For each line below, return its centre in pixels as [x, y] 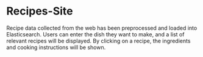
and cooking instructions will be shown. [56, 47]
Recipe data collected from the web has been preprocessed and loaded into [102, 28]
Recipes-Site [40, 11]
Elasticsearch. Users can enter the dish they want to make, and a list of [95, 34]
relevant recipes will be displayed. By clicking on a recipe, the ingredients [98, 41]
